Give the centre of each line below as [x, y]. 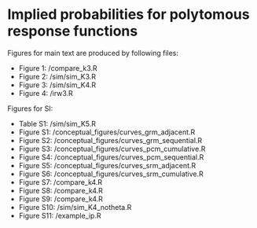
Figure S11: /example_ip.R [60, 215]
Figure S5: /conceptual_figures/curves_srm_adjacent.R [107, 165]
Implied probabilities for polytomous [128, 15]
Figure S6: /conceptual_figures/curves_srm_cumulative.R [111, 174]
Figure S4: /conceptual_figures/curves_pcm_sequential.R [111, 157]
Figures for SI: [30, 108]
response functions [73, 31]
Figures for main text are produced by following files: [93, 53]
